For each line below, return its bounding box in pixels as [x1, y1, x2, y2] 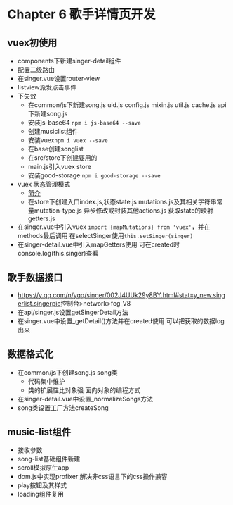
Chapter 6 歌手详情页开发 [7, 6, 156, 23]
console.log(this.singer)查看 [17, 249, 99, 257]
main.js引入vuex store [27, 163, 92, 170]
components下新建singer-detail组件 [17, 57, 121, 65]
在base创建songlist [27, 145, 84, 153]
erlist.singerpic [17, 299, 61, 307]
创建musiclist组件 [27, 127, 79, 135]
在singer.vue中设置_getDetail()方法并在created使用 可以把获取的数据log [17, 316, 225, 325]
